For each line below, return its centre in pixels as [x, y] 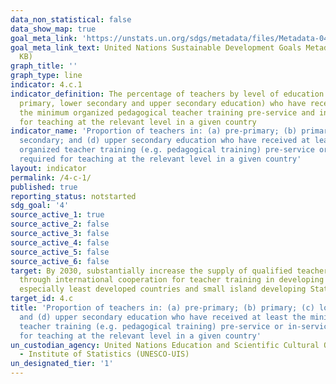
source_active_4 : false [60, 242]
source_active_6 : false [60, 261]
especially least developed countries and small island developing [163, 289]
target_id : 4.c [42, 299]
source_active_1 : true [57, 215]
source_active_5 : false [60, 252]
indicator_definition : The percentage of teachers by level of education [167, 94]
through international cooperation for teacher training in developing [172, 280]
